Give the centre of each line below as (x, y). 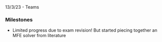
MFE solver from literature (39, 36)
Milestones (19, 20)
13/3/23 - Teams (22, 7)
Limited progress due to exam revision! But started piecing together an (85, 30)
